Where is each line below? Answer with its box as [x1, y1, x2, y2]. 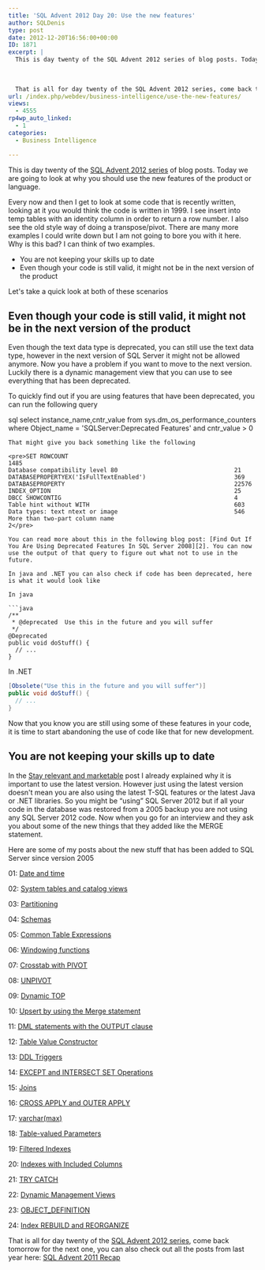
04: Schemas [8, 914, 51, 924]
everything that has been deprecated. [8, 376, 131, 385]
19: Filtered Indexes [8, 1144, 72, 1153]
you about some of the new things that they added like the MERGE [8, 821, 224, 830]
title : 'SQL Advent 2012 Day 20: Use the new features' [8, 11, 196, 20]
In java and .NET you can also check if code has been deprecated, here [8, 570, 252, 578]
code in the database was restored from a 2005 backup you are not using [8, 804, 248, 813]
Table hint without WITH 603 [8, 501, 245, 509]
